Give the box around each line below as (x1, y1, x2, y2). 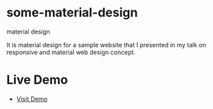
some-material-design (6, 5, 138, 21)
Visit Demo (16, 95, 48, 103)
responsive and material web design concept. (6, 48, 135, 56)
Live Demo (6, 72, 68, 88)
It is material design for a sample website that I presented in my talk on (6, 40, 207, 49)
